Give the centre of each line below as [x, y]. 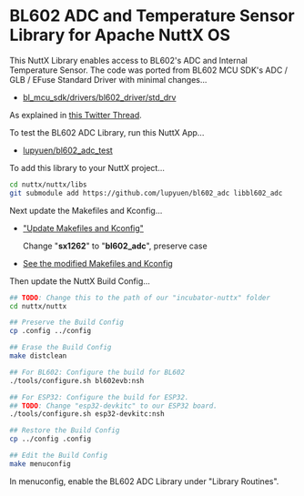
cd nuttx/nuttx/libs [49, 184]
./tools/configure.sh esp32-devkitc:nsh [87, 414]
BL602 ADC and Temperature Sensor [152, 16]
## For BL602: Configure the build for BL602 [97, 372]
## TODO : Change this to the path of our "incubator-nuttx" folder [140, 298]
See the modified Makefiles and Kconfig [97, 263]
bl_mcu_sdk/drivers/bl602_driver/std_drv [99, 97]
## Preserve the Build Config [67, 323]
